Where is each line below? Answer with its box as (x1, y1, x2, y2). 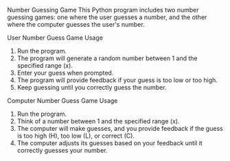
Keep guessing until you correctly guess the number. (16, 84, 167, 91)
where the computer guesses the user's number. (7, 21, 146, 28)
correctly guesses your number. (16, 147, 108, 154)
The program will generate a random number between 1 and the (16, 54, 198, 62)
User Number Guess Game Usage (7, 34, 103, 42)
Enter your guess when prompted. (16, 69, 114, 77)
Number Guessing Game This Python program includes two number (7, 6, 199, 14)
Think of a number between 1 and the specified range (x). (16, 117, 180, 125)
